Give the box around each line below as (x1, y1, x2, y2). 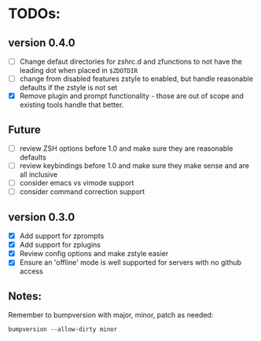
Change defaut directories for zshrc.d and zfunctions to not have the (19, 57, 242, 66)
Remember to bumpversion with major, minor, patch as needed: (8, 310, 214, 320)
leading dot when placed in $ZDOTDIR (19, 66, 138, 75)
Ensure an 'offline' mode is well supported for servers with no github (19, 258, 242, 267)
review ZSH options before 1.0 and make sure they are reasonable (19, 144, 233, 153)
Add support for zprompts (19, 231, 105, 240)
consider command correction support (19, 187, 145, 196)
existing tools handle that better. (19, 100, 124, 110)
